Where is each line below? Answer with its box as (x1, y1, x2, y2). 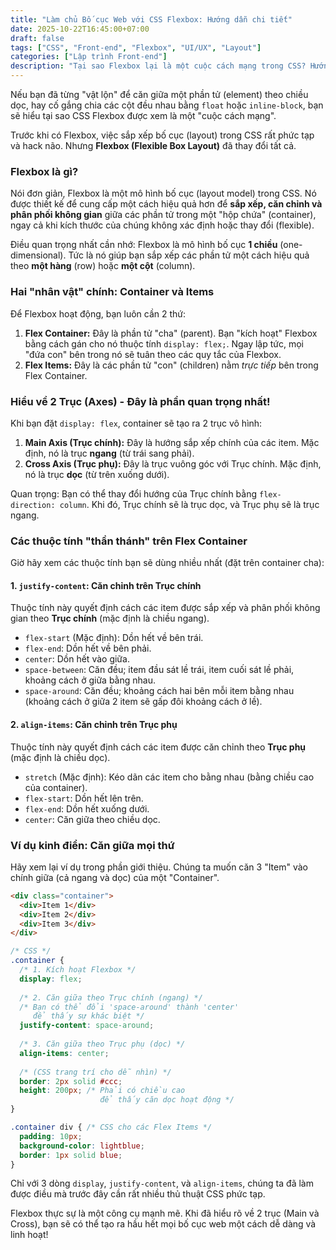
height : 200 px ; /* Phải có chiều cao (19, 1086, 186, 1096)
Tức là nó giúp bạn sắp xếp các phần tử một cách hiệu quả (68, 249, 310, 261)
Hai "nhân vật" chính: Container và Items (10, 285, 215, 299)
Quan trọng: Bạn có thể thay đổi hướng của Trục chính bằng (10, 487, 258, 500)
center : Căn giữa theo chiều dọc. (24, 813, 161, 825)
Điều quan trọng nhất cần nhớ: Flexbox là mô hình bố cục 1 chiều (10, 239, 278, 251)
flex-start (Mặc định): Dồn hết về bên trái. (24, 632, 204, 644)
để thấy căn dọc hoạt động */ (99, 1095, 235, 1105)
